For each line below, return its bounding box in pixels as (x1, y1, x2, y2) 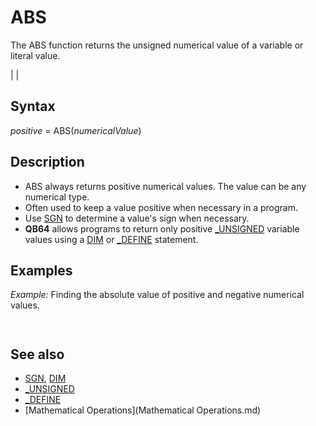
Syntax (10, 98, 56, 115)
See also (10, 346, 65, 363)
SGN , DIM (24, 372, 67, 385)
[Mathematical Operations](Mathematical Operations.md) (24, 404, 262, 416)
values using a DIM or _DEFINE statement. (24, 233, 199, 245)
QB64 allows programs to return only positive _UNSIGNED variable (24, 222, 300, 235)
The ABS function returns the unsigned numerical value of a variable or (10, 39, 304, 51)
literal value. (10, 49, 61, 61)
